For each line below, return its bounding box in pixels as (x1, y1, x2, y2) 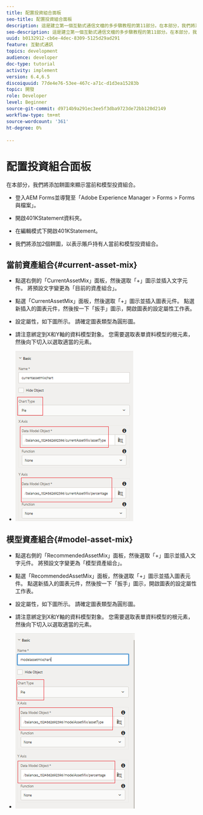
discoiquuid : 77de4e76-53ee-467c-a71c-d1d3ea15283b (6, 80, 139, 86)
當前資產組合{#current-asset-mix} (6, 259, 138, 270)
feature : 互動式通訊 (6, 42, 53, 48)
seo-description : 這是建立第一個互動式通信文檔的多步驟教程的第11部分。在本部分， (6, 29, 193, 35)
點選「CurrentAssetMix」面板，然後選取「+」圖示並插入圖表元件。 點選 (14, 298, 195, 304)
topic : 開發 (6, 87, 34, 93)
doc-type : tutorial (6, 61, 56, 67)
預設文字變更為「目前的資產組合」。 (32, 285, 120, 291)
